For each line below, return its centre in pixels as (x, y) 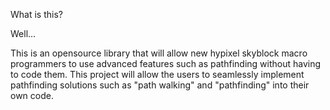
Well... (23, 33)
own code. (32, 95)
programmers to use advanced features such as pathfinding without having (166, 63)
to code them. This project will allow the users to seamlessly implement (157, 74)
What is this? (36, 14)
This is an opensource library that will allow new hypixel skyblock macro (159, 53)
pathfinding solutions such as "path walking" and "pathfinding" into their (160, 85)
